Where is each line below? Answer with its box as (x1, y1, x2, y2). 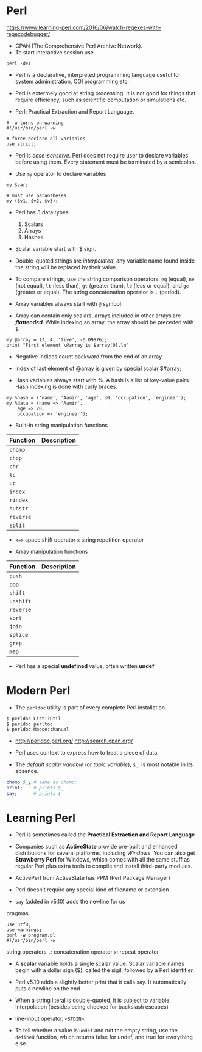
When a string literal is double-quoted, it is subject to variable (15, 996, 170, 1004)
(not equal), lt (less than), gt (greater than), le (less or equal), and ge (15, 281, 189, 289)
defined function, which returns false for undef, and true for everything (15, 1033, 193, 1041)
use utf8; (6, 921, 32, 928)
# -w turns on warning (6, 120, 64, 126)
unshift (9, 598, 32, 604)
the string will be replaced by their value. (15, 263, 117, 270)
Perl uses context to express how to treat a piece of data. (15, 749, 159, 756)
